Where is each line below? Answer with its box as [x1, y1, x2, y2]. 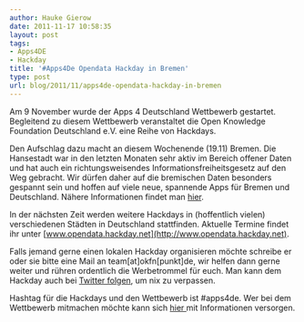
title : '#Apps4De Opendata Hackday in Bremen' [9, 65, 189, 74]
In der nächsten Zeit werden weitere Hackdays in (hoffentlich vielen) [9, 208, 266, 219]
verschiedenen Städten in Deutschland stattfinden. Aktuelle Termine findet [9, 218, 289, 229]
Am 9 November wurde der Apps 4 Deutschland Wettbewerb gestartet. [9, 106, 276, 116]
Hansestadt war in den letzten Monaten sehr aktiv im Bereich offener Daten [9, 152, 292, 164]
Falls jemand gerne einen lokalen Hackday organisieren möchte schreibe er [9, 246, 292, 257]
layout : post [9, 30, 59, 39]
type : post [9, 73, 51, 82]
